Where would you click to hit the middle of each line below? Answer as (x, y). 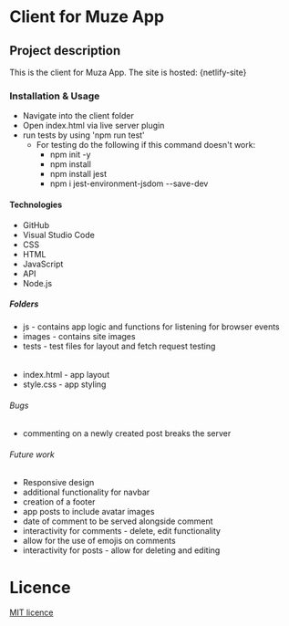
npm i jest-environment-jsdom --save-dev (129, 183)
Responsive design (58, 483)
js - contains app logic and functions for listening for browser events (151, 327)
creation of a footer (59, 502)
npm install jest (78, 174)
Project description (65, 51)
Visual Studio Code (59, 235)
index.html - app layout (66, 375)
